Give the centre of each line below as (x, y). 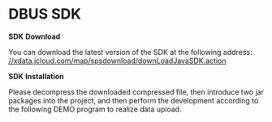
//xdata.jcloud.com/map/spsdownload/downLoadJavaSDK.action (117, 61)
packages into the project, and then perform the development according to (134, 100)
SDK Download (35, 36)
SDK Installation (37, 76)
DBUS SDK (45, 14)
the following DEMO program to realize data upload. (95, 109)
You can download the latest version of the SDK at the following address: (131, 52)
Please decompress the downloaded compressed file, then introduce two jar (136, 92)
